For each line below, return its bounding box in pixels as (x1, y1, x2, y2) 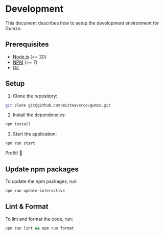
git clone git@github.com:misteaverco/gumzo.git (5, 102, 111, 108)
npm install (5, 122, 31, 127)
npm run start (5, 141, 36, 146)
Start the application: (12, 131, 57, 137)
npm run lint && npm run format (5, 225, 74, 231)
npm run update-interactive (5, 188, 65, 193)
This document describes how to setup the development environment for (5, 20, 159, 26)
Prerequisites (5, 40, 49, 49)
